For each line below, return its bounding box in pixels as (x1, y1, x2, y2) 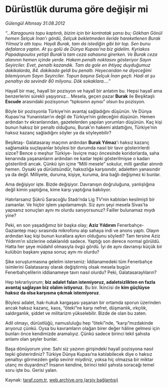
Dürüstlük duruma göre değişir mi (5, 4, 148, 15)
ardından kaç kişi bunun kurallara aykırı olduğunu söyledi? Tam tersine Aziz (5, 232, 160, 239)
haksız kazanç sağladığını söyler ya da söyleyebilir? (5, 129, 112, 135)
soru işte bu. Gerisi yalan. (5, 367, 58, 373)
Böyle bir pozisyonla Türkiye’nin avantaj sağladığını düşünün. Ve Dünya (5, 108, 152, 114)
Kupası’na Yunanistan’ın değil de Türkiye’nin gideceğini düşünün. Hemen (5, 113, 155, 119)
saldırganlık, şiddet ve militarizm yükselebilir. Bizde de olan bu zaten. (5, 310, 147, 316)
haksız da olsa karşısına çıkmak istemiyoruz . (5, 289, 100, 295)
